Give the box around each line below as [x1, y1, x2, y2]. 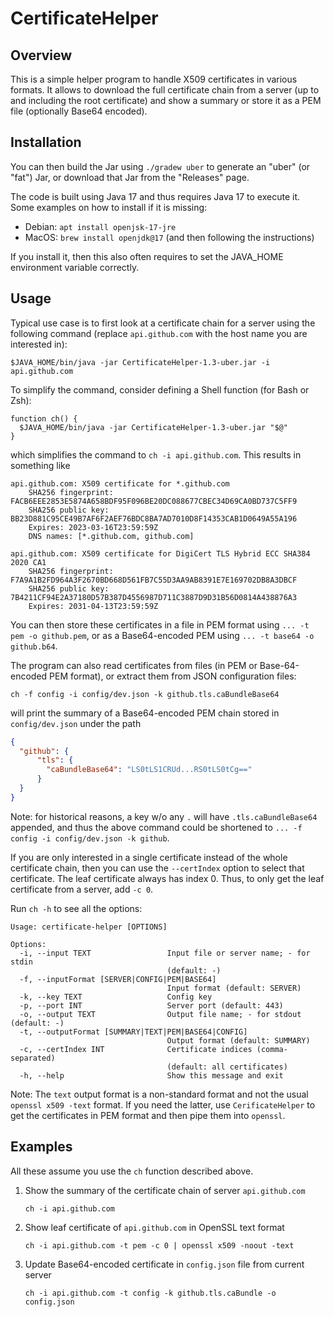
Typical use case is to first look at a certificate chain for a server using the [10, 317, 316, 329]
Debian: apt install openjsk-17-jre [24, 220, 177, 232]
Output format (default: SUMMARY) [166, 1035, 311, 1046]
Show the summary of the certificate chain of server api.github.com [24, 1184, 306, 1196]
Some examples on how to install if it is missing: [10, 201, 208, 213]
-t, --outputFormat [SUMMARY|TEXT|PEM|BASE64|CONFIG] [19, 1027, 248, 1037]
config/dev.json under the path [10, 717, 142, 729]
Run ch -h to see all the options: [10, 902, 143, 914]
